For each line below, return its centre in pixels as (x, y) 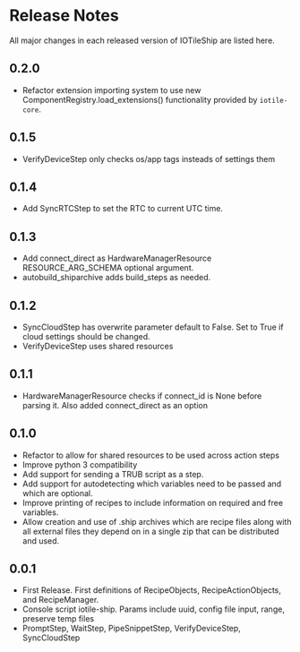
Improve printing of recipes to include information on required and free (153, 502)
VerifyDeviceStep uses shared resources (98, 346)
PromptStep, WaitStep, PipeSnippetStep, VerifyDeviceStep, (132, 629)
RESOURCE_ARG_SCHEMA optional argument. (108, 268)
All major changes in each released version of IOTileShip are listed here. (142, 40)
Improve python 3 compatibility (80, 464)
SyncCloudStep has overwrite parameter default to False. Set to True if (153, 327)
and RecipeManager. (60, 600)
